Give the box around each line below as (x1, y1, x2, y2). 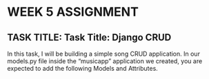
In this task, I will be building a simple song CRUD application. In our (7, 49, 200, 58)
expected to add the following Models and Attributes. (7, 65, 159, 72)
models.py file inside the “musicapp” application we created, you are (7, 57, 203, 65)
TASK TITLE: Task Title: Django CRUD (7, 32, 172, 43)
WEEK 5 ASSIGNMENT (7, 4, 139, 20)
